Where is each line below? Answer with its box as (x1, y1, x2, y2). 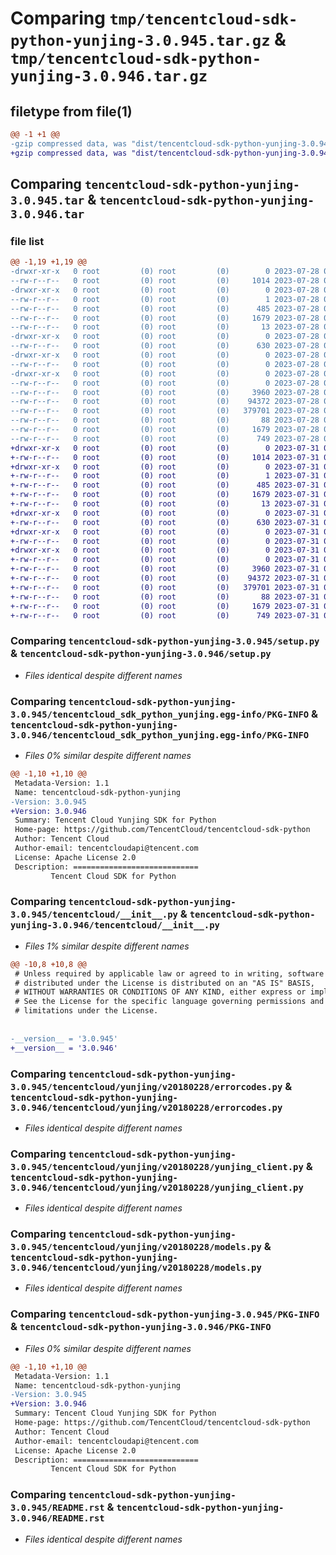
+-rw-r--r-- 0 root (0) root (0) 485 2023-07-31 (10, 480, 320, 491)
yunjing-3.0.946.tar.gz (10, 67, 208, 86)
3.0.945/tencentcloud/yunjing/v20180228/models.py (10, 1242, 262, 1253)
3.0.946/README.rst (10, 1513, 105, 1524)
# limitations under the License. (14, 1006, 159, 1016)
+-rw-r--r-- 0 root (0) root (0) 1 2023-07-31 (10, 471, 320, 481)
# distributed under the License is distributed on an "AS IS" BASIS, (14, 978, 315, 988)
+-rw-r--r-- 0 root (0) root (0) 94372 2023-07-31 (10, 573, 320, 584)
